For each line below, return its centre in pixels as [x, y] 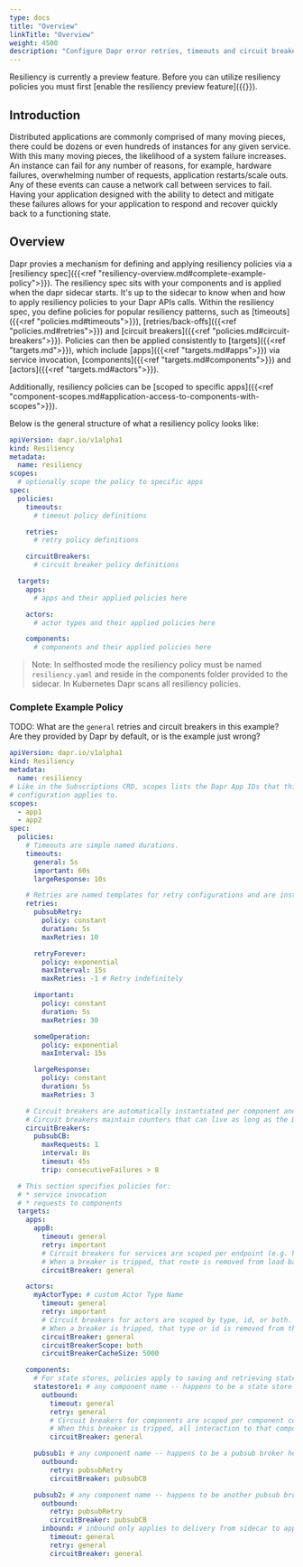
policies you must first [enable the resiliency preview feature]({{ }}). [134, 87]
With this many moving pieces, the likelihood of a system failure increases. [148, 155]
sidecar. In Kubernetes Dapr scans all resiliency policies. [136, 684]
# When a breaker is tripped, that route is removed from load [163, 1262]
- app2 [30, 820]
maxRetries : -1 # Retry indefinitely [112, 979]
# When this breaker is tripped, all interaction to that [161, 1429]
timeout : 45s [66, 1161]
